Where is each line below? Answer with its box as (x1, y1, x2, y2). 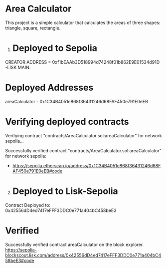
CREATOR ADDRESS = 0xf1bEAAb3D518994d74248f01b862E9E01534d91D (5, 59, 160, 65)
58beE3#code (5, 257, 34, 263)
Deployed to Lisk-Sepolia (12, 185, 118, 197)
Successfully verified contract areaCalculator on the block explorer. (5, 241, 144, 247)
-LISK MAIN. (5, 64, 31, 70)
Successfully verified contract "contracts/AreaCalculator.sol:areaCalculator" (5, 147, 162, 153)
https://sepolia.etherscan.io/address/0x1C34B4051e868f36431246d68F (12, 162, 161, 168)
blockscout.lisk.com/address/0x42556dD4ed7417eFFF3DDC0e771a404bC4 (5, 252, 162, 258)
